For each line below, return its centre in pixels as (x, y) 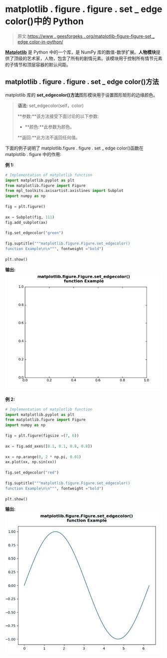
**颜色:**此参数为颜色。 (50, 126)
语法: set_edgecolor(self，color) (50, 105)
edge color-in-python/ (40, 41)
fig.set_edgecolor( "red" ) (32, 473)
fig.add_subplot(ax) (27, 222)
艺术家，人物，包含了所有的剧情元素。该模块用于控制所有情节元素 (94, 58)
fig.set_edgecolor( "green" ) (34, 233)
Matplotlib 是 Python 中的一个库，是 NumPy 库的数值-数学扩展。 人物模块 (81, 52)
